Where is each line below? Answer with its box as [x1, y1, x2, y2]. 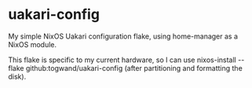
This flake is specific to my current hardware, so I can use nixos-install [8, 55, 237, 64]
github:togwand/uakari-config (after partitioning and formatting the [25, 63, 243, 72]
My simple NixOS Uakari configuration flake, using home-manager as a [8, 31, 238, 41]
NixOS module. [8, 39, 57, 49]
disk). [8, 71, 27, 81]
